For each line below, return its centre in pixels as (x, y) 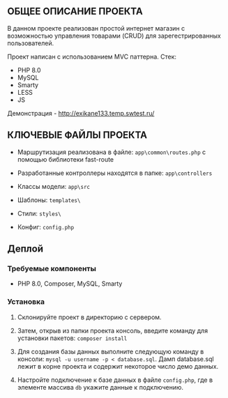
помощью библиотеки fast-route (66, 159)
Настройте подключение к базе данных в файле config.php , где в (115, 380)
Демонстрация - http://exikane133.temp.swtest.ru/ (81, 113)
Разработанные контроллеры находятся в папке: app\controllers (115, 173)
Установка (26, 302)
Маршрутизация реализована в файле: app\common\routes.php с (112, 152)
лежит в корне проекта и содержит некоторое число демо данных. (118, 366)
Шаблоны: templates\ (49, 200)
